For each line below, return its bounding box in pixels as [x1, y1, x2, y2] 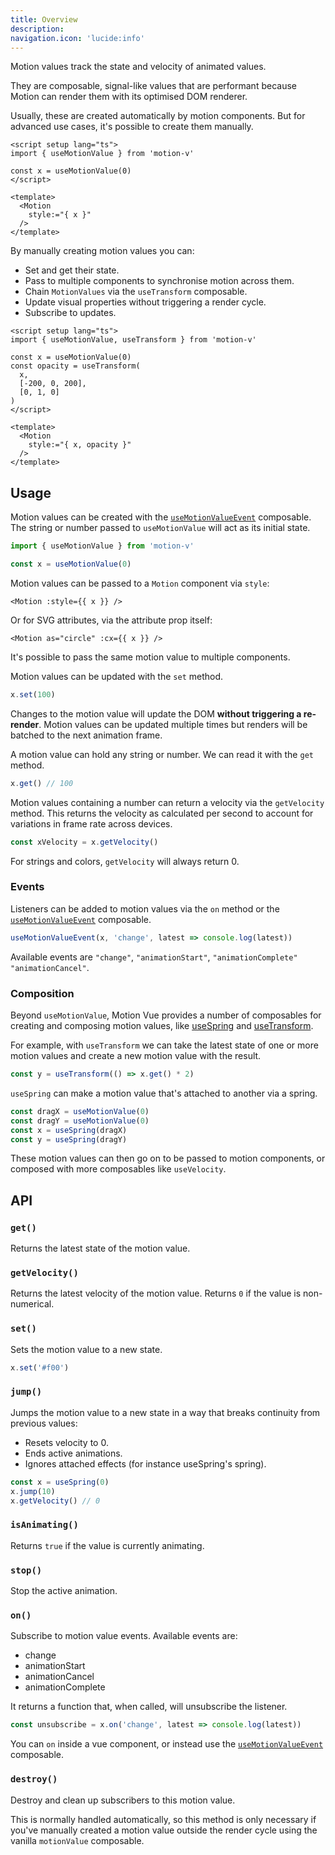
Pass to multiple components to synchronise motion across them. [24, 275, 295, 287]
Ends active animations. [24, 1447, 123, 1459]
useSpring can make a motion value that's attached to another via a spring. [10, 1087, 318, 1099]
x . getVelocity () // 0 [10, 1496, 101, 1506]
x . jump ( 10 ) [10, 1486, 56, 1496]
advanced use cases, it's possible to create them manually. [10, 121, 254, 133]
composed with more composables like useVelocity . [10, 1163, 227, 1175]
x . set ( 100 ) [10, 689, 56, 700]
